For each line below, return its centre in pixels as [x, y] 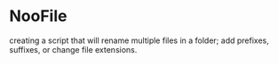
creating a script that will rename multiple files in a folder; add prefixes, [139, 40]
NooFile [38, 16]
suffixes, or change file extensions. [73, 49]
